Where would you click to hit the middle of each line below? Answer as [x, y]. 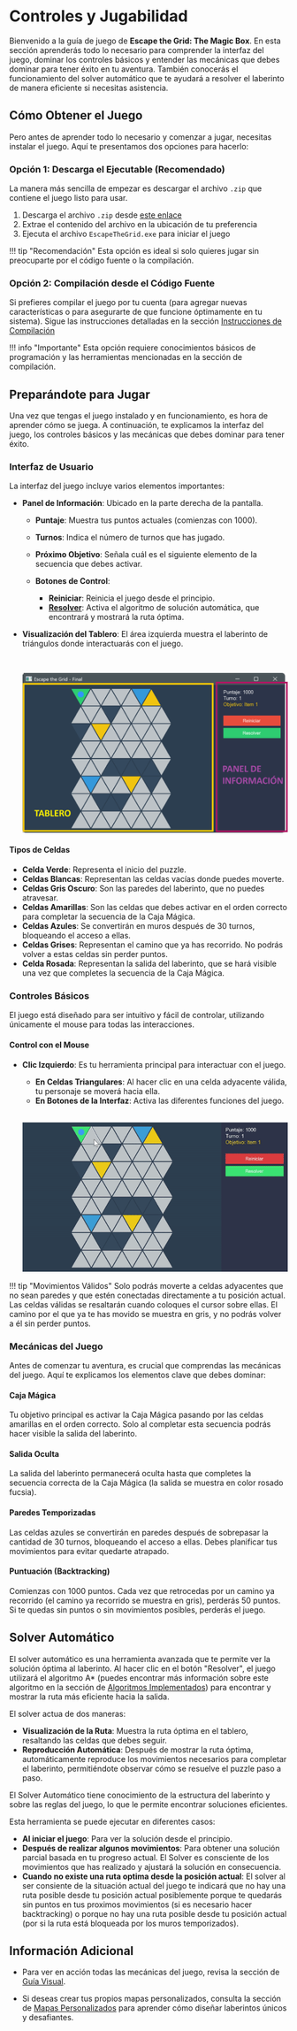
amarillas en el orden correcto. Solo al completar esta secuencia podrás [140, 1424]
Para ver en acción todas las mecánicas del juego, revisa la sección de [151, 1972]
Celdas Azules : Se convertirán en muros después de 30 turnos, [138, 926]
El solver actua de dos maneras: [68, 1713]
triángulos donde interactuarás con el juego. [103, 644]
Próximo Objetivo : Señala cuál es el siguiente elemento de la [146, 555]
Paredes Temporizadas [53, 1512]
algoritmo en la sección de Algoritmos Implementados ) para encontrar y [140, 1687]
